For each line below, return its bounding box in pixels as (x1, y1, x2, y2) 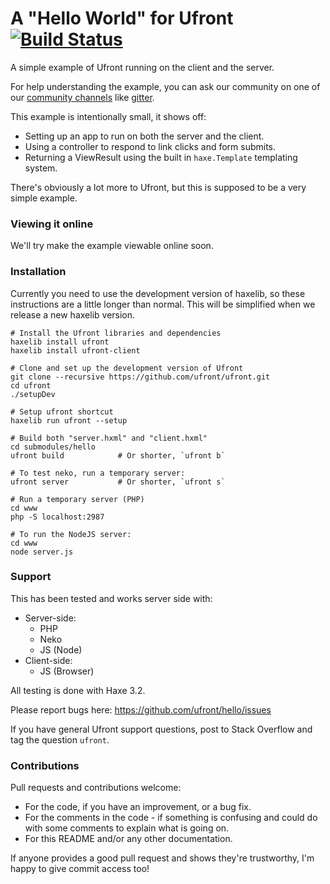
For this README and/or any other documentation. (24, 833, 233, 845)
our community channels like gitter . (10, 91, 155, 103)
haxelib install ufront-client (10, 345, 141, 356)
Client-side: (24, 654, 73, 666)
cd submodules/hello (10, 442, 97, 452)
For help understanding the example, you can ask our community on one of (10, 80, 321, 92)
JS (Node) (39, 643, 83, 656)
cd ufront (10, 380, 52, 391)
